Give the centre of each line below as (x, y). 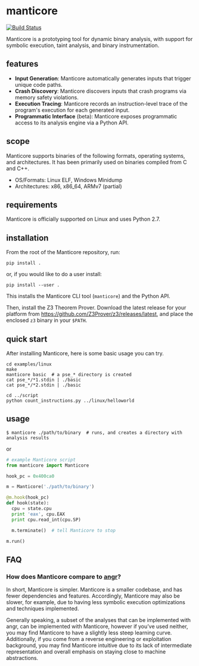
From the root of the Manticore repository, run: (63, 252)
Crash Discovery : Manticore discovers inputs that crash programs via (100, 91)
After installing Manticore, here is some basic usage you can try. (85, 353)
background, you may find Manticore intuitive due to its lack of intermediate (99, 645)
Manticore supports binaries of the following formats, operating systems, (96, 155)
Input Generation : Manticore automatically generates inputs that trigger (103, 78)
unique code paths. (38, 85)
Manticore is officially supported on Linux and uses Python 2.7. (83, 219)
